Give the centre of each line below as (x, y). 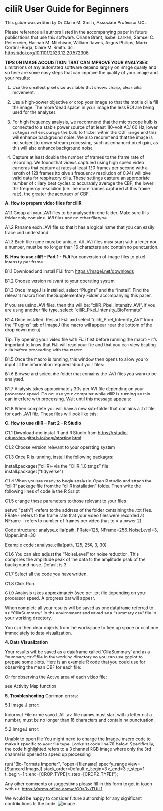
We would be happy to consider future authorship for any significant (73, 798)
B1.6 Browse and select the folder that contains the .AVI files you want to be (81, 374)
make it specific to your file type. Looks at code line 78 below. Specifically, (80, 744)
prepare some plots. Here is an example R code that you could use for (75, 662)
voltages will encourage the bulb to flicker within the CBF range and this (84, 132)
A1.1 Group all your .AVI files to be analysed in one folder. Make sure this (77, 212)
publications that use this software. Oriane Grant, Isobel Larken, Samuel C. (80, 37)
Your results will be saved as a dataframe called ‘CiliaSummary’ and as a (78, 652)
